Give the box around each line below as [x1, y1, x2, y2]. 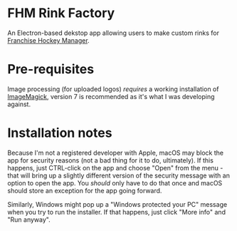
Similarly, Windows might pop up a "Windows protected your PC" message [7, 200, 228, 208]
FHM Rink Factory [7, 5, 115, 21]
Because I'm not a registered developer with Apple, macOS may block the [7, 148, 224, 157]
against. [7, 100, 31, 108]
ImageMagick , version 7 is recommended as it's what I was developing [7, 92, 215, 101]
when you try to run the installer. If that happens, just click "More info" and [7, 207, 226, 216]
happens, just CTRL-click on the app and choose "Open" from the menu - [7, 163, 223, 172]
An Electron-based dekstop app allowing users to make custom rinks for [7, 29, 219, 37]
